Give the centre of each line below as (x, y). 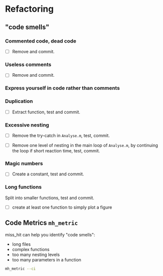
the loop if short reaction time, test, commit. (56, 151)
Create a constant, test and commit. (48, 174)
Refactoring (29, 9)
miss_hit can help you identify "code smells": (50, 234)
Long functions (23, 187)
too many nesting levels (36, 255)
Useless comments (28, 64)
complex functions (31, 249)
